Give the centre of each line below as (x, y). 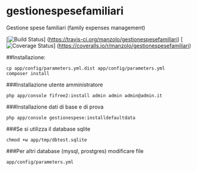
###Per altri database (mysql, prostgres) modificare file (75, 151)
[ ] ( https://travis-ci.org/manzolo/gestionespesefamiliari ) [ (95, 39)
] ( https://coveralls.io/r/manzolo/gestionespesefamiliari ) (122, 46)
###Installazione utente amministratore (55, 85)
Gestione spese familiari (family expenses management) (76, 28)
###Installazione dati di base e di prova (55, 107)
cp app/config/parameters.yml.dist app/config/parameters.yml (86, 68)
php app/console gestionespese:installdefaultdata (71, 118)
